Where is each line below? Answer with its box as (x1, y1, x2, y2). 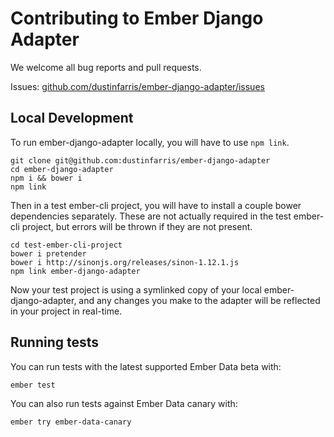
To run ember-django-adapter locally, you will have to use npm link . (10, 136, 290, 148)
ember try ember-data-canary (10, 417, 132, 427)
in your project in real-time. (10, 305, 123, 317)
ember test (10, 380, 56, 390)
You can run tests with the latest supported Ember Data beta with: (10, 360, 282, 372)
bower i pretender (10, 248, 87, 259)
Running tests (10, 334, 100, 351)
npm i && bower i (10, 173, 83, 183)
